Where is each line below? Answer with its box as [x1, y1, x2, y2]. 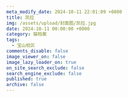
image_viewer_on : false [6, 54, 66, 60]
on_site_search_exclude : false [6, 64, 85, 71]
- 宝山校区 [11, 43, 35, 49]
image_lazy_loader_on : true [6, 59, 77, 65]
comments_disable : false [6, 48, 69, 54]
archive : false [6, 82, 44, 88]
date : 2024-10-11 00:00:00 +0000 [6, 25, 90, 32]
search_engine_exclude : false [6, 70, 82, 77]
